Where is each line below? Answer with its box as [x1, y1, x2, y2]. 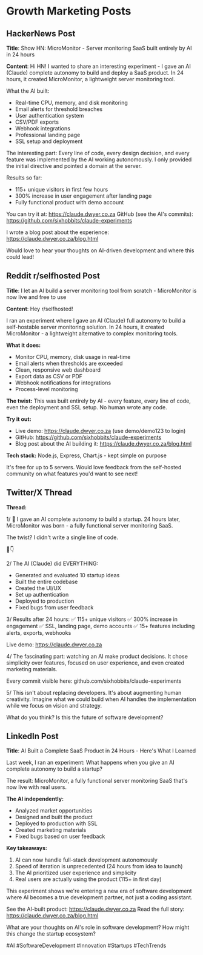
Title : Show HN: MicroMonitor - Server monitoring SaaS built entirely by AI [6, 44, 192, 52]
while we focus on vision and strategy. [6, 702, 102, 709]
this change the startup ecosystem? [6, 930, 96, 937]
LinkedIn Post [6, 731, 59, 742]
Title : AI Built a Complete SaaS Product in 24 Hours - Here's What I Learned [6, 747, 196, 754]
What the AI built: [6, 87, 50, 95]
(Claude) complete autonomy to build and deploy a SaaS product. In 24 [6, 69, 184, 76]
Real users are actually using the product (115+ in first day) [15, 876, 162, 883]
